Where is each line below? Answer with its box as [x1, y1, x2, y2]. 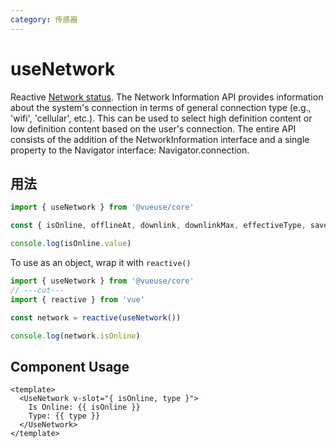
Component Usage [10, 358, 130, 375]
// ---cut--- [10, 285, 65, 295]
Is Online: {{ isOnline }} [28, 402, 141, 413]
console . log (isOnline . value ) [10, 239, 132, 249]
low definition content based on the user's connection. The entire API [10, 122, 297, 135]
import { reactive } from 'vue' [10, 294, 145, 305]
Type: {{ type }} [28, 411, 101, 421]
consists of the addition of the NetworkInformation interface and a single [10, 133, 310, 145]
